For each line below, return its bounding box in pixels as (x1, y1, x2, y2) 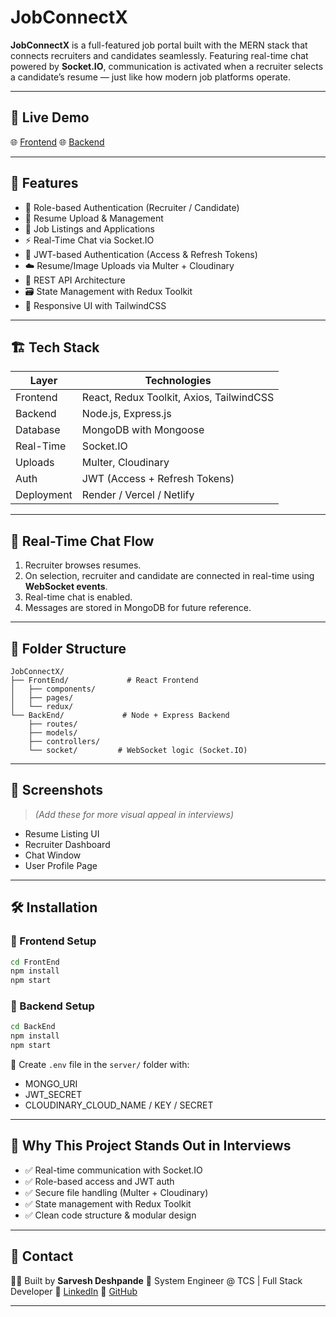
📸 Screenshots (10, 782, 104, 799)
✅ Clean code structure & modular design (24, 1209, 197, 1221)
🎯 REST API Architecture (24, 274, 126, 286)
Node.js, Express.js (81, 407, 172, 421)
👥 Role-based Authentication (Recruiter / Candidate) (24, 201, 240, 213)
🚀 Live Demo (10, 109, 90, 126)
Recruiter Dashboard (24, 838, 111, 850)
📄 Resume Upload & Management (24, 212, 164, 224)
